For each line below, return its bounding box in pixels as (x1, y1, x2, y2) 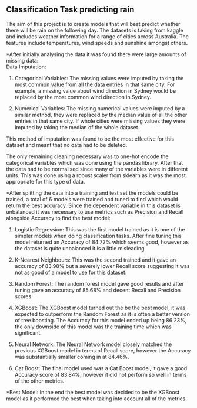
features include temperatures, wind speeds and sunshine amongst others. (6, 39, 188, 46)
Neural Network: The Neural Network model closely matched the (14, 341, 172, 348)
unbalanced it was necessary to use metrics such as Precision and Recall (6, 208, 184, 215)
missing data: (6, 57, 39, 64)
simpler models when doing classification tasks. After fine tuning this (14, 232, 182, 239)
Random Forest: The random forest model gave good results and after (14, 280, 184, 287)
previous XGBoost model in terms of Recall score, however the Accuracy (14, 347, 191, 354)
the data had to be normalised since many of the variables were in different (6, 165, 188, 172)
